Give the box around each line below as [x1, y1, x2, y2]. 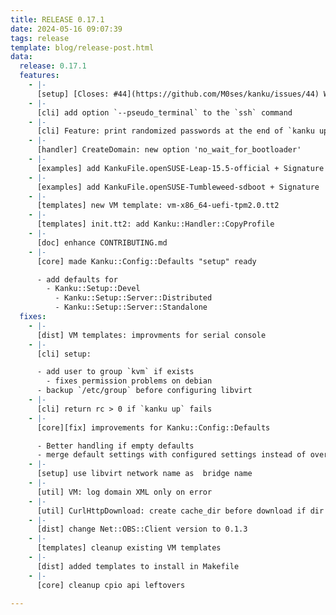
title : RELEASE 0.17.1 [10, 14, 105, 25]
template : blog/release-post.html [10, 42, 155, 53]
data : [10, 52, 33, 62]
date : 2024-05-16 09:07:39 [10, 24, 123, 34]
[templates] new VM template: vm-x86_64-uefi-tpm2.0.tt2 [36, 201, 280, 211]
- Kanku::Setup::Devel [46, 284, 141, 294]
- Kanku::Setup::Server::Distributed [54, 293, 213, 303]
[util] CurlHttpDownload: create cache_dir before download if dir [36, 506, 325, 516]
